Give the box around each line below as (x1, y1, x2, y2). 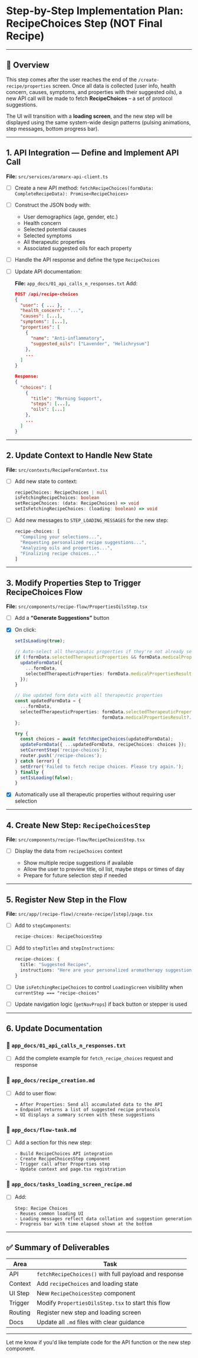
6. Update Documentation (6, 1024, 103, 1034)
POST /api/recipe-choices (14, 291, 78, 297)
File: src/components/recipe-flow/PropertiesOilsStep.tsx (6, 603, 148, 610)
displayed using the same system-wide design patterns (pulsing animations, (6, 118, 191, 125)
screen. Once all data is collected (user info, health (52, 82, 176, 89)
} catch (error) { (14, 758, 60, 764)
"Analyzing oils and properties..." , (20, 545, 113, 551)
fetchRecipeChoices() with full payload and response (37, 1270, 184, 1278)
